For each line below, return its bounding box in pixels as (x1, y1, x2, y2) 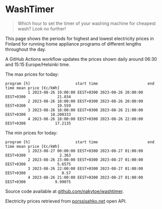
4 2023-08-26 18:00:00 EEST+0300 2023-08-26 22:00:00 (27, 116, 143, 121)
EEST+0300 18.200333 (5, 112, 71, 117)
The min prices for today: (5, 130, 58, 136)
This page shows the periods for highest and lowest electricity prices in (5, 35, 154, 41)
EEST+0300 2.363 (5, 153, 71, 158)
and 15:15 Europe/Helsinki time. (5, 61, 70, 67)
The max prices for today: (5, 71, 59, 77)
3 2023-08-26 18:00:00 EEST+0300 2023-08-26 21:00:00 (27, 107, 143, 112)
